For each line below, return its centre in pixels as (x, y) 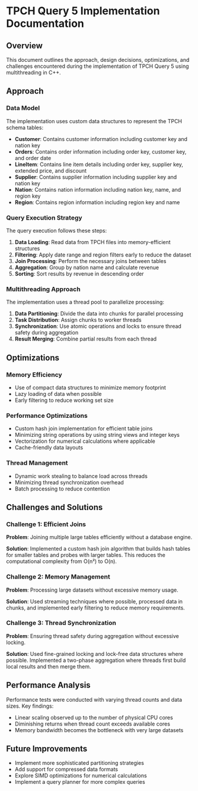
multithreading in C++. (33, 72)
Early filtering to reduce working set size (64, 400)
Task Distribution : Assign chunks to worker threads (78, 320)
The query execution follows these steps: (57, 230)
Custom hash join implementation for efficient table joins (84, 429)
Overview (25, 46)
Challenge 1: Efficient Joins (46, 524)
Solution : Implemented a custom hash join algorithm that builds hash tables (98, 549)
